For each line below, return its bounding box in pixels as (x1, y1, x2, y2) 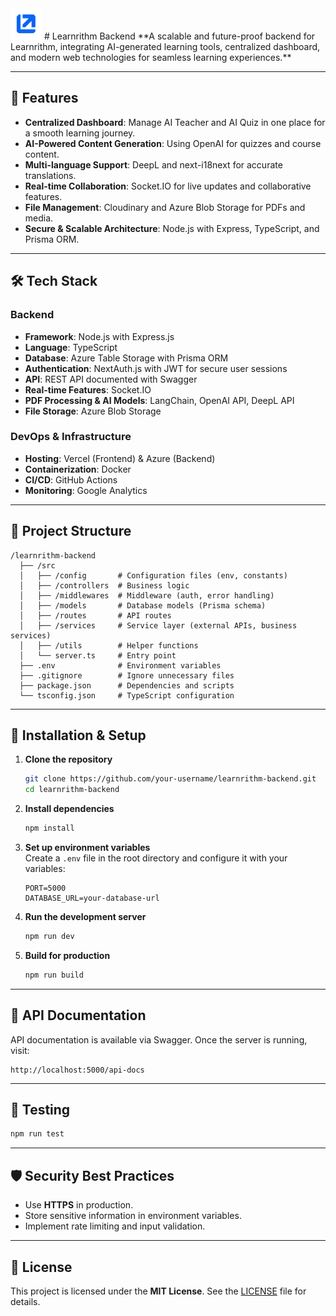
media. (24, 212, 54, 224)
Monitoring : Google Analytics (24, 484, 148, 496)
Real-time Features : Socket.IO (24, 383, 152, 396)
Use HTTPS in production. (24, 1199, 134, 1211)
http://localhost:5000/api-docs (10, 1065, 145, 1075)
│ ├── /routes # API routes (19, 610, 172, 621)
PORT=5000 (24, 883, 67, 894)
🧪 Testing (10, 1102, 71, 1118)
